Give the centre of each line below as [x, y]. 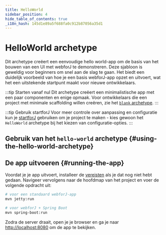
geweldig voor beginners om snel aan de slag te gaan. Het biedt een [75, 72]
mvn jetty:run [20, 199]
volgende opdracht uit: [28, 186]
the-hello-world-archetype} [50, 146]
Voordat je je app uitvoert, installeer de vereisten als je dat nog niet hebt [79, 175]
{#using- [143, 138]
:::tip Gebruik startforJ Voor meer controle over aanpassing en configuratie [81, 112]
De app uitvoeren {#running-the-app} [65, 163]
